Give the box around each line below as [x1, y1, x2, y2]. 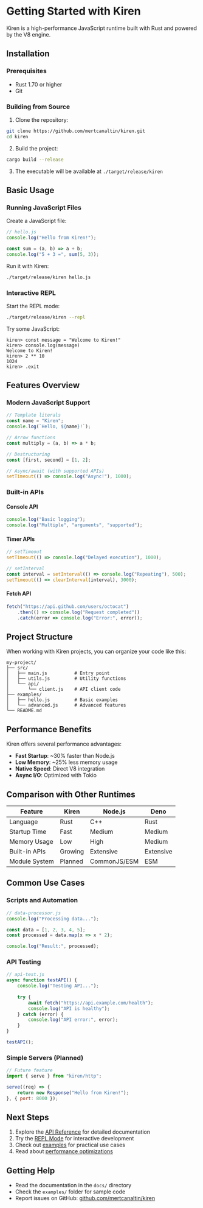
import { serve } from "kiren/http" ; [6, 1073, 102, 1079]
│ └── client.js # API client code [6, 687, 121, 693]
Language [9, 818, 38, 826]
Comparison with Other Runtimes [6, 789, 136, 799]
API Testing [6, 958, 41, 966]
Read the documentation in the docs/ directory [15, 1182, 132, 1189]
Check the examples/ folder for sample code [15, 1188, 126, 1195]
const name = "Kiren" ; [6, 418, 64, 424]
